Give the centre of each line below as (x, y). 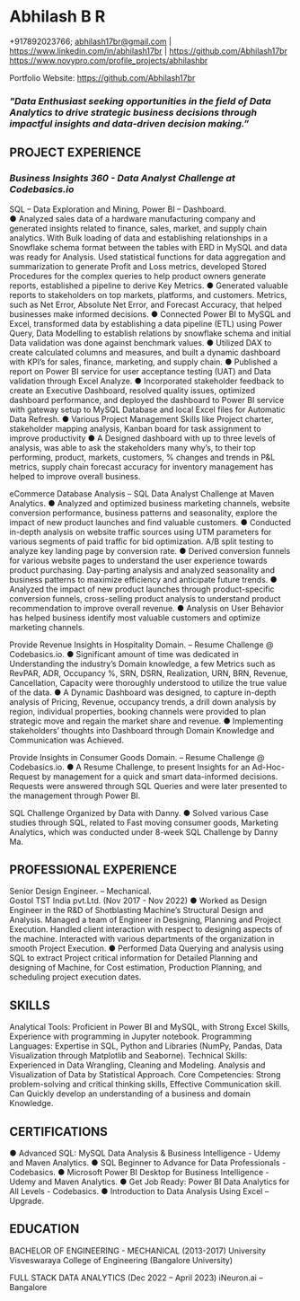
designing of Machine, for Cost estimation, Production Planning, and (136, 968)
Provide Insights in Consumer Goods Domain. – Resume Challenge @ (137, 757)
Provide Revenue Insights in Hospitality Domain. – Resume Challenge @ (141, 645)
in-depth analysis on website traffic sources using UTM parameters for (141, 532)
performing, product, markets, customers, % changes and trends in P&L (142, 457)
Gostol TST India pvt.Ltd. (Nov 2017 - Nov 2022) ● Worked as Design (138, 901)
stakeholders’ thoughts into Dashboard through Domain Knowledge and (142, 730)
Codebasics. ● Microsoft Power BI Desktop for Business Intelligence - (139, 1172)
